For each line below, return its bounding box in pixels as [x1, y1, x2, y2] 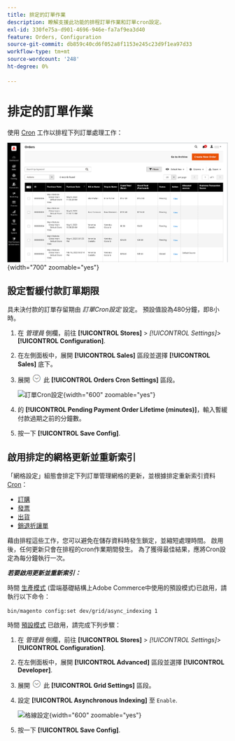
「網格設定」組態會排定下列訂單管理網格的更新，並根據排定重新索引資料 [7, 471, 215, 480]
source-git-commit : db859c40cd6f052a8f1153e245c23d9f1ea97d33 [7, 41, 192, 48]
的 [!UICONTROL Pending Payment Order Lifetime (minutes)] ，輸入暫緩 [17, 405, 228, 413]
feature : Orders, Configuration [7, 34, 101, 41]
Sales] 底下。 [17, 359, 57, 368]
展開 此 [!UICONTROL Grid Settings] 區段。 [17, 681, 155, 689]
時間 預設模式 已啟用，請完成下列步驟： [7, 621, 121, 629]
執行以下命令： [7, 592, 50, 600]
